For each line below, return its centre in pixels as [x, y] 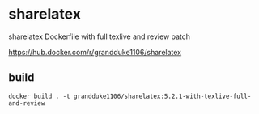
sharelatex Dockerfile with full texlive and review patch [100, 36]
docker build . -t [39, 96]
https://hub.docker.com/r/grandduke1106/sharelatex [95, 52]
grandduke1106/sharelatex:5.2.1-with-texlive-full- [162, 96]
